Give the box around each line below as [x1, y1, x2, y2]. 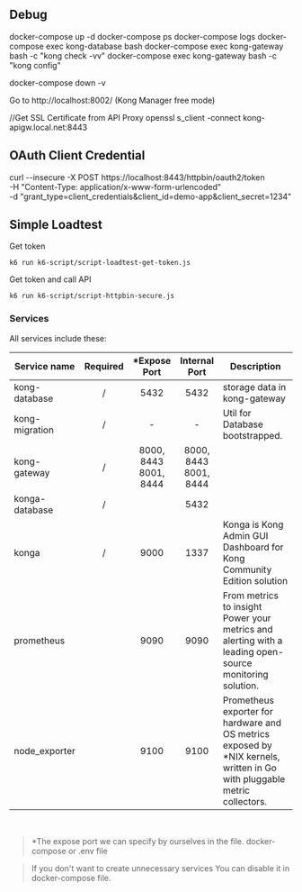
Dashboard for [222, 541, 284, 553]
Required [84, 360, 124, 372]
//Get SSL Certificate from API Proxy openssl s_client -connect [9, 112, 241, 123]
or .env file [67, 845, 108, 856]
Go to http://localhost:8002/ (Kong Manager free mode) [9, 95, 216, 105]
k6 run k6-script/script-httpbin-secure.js [9, 292, 175, 301]
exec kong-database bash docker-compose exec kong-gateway [46, 41, 284, 51]
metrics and [222, 623, 273, 635]
